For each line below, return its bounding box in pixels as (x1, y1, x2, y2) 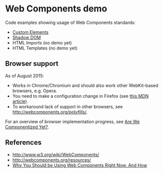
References (5, 138, 42, 147)
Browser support (5, 59, 59, 68)
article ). (12, 98, 28, 104)
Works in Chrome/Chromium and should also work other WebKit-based (12, 82, 159, 88)
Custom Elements (12, 29, 49, 35)
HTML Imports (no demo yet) (12, 39, 72, 45)
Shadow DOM (12, 34, 41, 40)
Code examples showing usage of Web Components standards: (5, 19, 136, 25)
